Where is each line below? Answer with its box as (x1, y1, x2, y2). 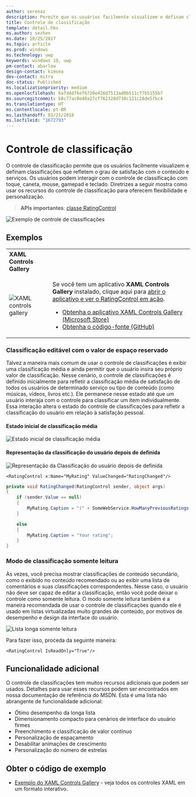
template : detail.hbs (6, 25, 59, 31)
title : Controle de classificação (6, 19, 90, 25)
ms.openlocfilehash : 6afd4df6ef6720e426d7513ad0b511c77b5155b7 (6, 90, 163, 96)
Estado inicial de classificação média (6, 422, 98, 429)
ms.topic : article (6, 42, 51, 47)
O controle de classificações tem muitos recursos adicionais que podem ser (6, 679, 189, 686)
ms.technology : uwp (6, 52, 54, 58)
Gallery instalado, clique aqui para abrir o (52, 288, 166, 296)
